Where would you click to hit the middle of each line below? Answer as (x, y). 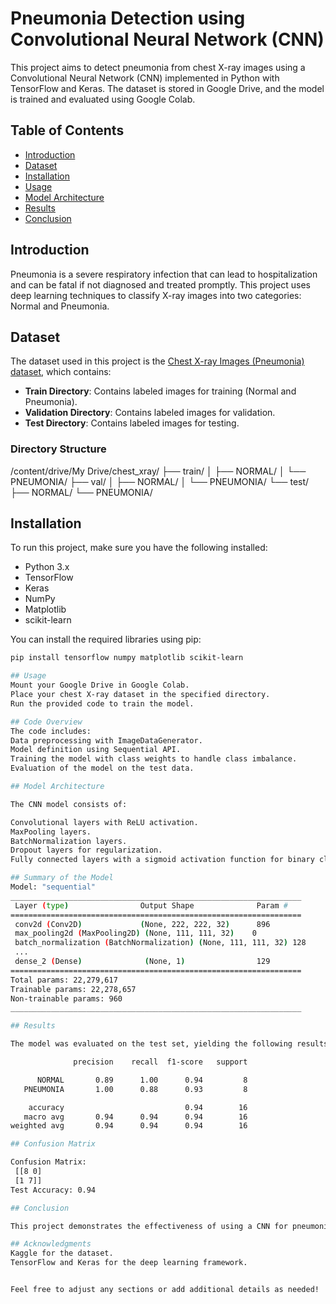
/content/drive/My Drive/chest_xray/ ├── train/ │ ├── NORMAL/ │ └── (158, 471)
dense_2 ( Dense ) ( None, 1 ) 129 (142, 962)
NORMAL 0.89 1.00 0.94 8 (142, 1080)
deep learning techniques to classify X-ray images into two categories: (156, 295)
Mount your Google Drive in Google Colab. (100, 685)
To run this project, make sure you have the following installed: (139, 548)
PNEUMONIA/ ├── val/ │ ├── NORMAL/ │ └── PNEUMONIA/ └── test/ (160, 481)
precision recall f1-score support (160, 1062)
